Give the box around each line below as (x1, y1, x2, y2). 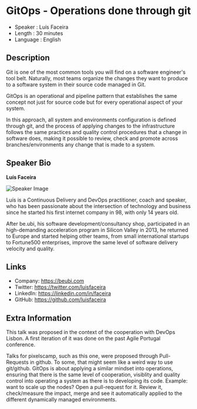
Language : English (14, 36, 61, 43)
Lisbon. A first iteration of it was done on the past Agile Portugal (6, 335, 161, 342)
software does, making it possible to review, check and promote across (6, 135, 178, 142)
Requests (6, 359, 29, 366)
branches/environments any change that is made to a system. (6, 141, 155, 148)
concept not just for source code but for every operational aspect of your (6, 98, 183, 105)
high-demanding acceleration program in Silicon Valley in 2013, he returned (6, 226, 189, 233)
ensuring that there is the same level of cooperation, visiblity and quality (6, 371, 181, 379)
